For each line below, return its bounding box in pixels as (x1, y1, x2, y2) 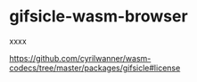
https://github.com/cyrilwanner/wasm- (9, 53, 152, 63)
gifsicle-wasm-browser (9, 6, 189, 27)
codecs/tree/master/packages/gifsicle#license (9, 62, 181, 73)
